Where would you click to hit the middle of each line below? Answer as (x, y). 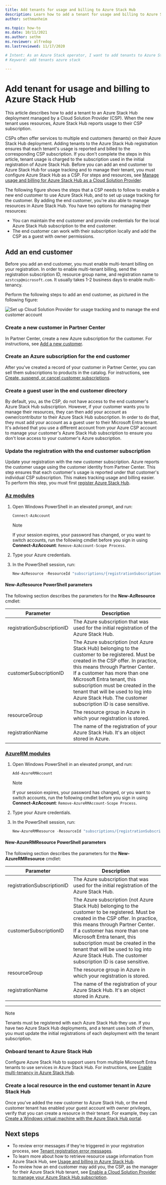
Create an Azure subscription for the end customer (67, 356)
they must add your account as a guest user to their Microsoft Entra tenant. (82, 423)
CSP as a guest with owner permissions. (53, 236)
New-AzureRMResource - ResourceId (47, 831)
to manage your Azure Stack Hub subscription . (60, 1178)
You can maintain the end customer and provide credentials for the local (86, 220)
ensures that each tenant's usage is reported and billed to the (68, 149)
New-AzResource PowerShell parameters (49, 585)
